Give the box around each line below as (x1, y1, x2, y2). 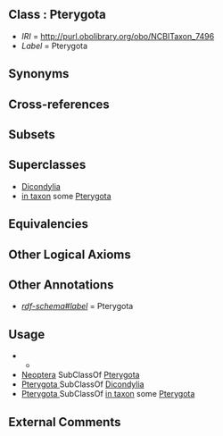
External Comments (8, 415, 121, 430)
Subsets (8, 127, 55, 142)
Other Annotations (8, 277, 114, 292)
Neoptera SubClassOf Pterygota (21, 370, 140, 381)
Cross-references (8, 96, 111, 112)
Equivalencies (8, 216, 88, 231)
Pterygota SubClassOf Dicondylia (21, 379, 145, 390)
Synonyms (8, 66, 70, 81)
